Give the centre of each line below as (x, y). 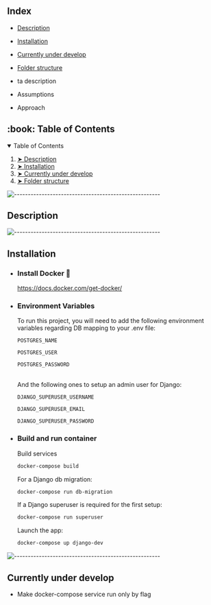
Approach (31, 107)
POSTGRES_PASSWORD (43, 365)
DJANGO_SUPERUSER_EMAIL (51, 410)
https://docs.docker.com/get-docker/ (70, 288)
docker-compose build (48, 466)
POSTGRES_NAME (37, 341)
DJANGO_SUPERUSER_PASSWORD (55, 421)
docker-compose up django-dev (60, 543)
